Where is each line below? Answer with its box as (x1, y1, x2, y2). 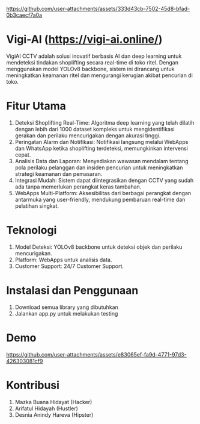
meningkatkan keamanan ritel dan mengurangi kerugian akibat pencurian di (6, 72, 193, 79)
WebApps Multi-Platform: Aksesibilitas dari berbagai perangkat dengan (14, 189, 192, 196)
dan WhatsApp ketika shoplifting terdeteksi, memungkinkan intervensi (14, 145, 188, 152)
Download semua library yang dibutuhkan (14, 304, 118, 311)
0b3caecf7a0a (6, 11, 43, 19)
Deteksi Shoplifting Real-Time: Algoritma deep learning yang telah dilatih (14, 119, 195, 126)
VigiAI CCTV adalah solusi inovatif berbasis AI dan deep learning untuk (6, 52, 182, 60)
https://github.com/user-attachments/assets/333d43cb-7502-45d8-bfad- (6, 5, 190, 12)
